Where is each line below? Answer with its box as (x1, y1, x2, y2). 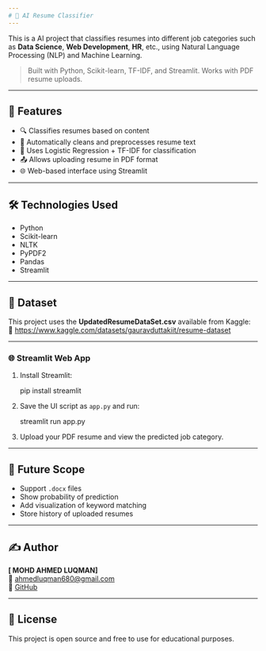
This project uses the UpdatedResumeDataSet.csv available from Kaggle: (8, 317, 251, 326)
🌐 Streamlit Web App (8, 352, 91, 364)
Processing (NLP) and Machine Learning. (8, 50, 142, 60)
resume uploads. (27, 74, 83, 83)
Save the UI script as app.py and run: (19, 402, 140, 411)
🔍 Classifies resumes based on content (19, 126, 150, 136)
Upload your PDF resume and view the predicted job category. (19, 432, 224, 441)
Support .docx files (19, 483, 82, 493)
